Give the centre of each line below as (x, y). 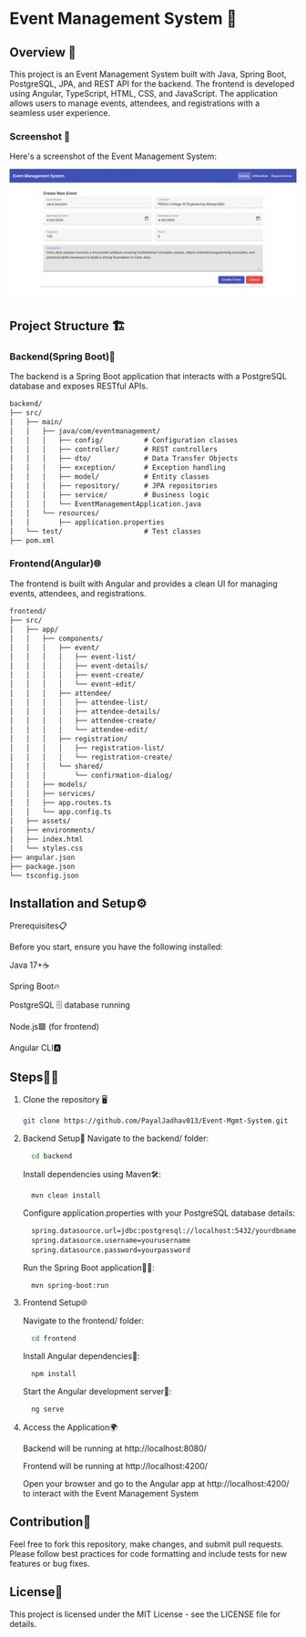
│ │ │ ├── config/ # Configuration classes (124, 440)
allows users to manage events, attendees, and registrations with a (135, 103)
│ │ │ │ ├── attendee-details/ (85, 711)
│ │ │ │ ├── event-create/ (77, 675)
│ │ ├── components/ (56, 638)
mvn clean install (66, 1196)
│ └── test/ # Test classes (106, 532)
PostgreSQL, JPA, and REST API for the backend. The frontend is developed (152, 84)
